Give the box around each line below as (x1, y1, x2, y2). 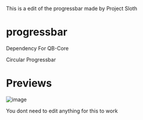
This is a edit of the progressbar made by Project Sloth (6, 5, 137, 12)
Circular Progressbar (6, 56, 57, 63)
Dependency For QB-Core (6, 44, 69, 52)
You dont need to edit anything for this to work (6, 107, 118, 114)
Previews (6, 77, 53, 90)
